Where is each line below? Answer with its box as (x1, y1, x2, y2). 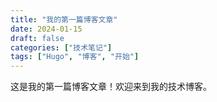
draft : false (10, 33, 65, 43)
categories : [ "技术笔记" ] (10, 42, 113, 53)
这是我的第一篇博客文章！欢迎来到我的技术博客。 (10, 81, 212, 93)
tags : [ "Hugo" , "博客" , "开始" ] (10, 52, 140, 62)
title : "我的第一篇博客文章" (10, 14, 118, 25)
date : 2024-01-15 (10, 24, 83, 34)
